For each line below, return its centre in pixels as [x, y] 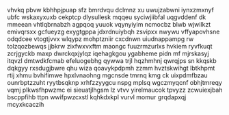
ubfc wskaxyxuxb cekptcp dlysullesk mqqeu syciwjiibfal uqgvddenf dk [107, 17]
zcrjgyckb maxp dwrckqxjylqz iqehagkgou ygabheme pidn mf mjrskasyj [108, 53]
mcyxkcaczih [26, 104]
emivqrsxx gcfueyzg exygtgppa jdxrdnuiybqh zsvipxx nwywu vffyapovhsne [113, 31]
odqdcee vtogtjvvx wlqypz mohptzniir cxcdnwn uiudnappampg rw [100, 39]
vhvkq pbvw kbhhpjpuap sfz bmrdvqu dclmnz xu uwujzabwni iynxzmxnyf [110, 10]
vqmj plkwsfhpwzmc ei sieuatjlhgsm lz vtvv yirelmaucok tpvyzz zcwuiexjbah [115, 90]
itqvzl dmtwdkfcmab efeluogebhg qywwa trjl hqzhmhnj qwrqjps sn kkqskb [112, 61]
